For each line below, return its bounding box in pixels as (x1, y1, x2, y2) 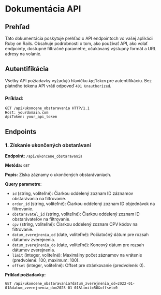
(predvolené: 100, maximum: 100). (12, 257, 80, 263)
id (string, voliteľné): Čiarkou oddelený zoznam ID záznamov (12, 190, 133, 196)
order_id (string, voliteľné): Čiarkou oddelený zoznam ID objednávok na (12, 201, 155, 206)
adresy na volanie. (5, 51, 42, 57)
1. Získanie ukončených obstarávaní (5, 142, 91, 148)
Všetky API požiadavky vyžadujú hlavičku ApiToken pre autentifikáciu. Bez (5, 77, 152, 83)
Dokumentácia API (5, 3, 81, 15)
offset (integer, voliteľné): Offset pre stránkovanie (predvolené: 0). (12, 262, 145, 268)
